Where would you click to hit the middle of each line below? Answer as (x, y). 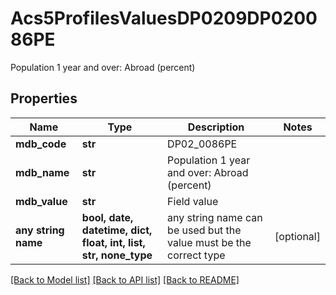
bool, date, (107, 217)
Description (216, 127)
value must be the (209, 242)
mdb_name (42, 172)
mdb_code (41, 144)
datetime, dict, (117, 230)
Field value (193, 201)
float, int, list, (113, 242)
